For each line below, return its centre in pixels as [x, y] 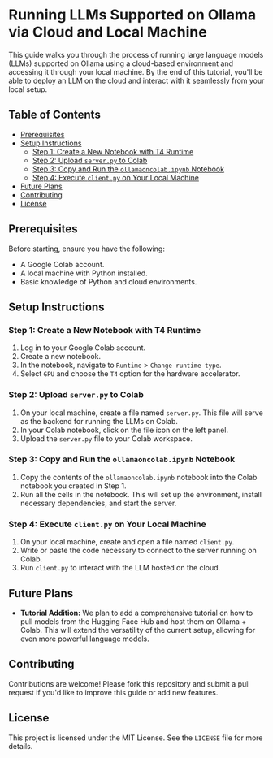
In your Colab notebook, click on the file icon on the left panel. [124, 430]
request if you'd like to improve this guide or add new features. [113, 692]
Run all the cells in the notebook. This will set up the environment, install [141, 494]
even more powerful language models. [84, 639]
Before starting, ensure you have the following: [87, 249]
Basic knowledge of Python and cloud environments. [108, 281]
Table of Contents [55, 115]
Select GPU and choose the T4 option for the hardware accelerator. [130, 374]
